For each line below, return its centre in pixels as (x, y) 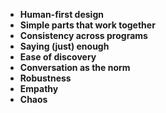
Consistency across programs (83, 35)
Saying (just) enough (64, 46)
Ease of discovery (58, 57)
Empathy (39, 88)
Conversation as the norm (75, 67)
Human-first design (61, 14)
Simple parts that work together (87, 25)
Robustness (45, 78)
